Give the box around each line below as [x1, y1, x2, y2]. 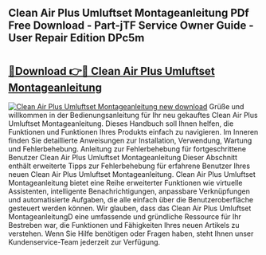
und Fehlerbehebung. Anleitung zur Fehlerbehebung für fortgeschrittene [8, 144, 247, 154]
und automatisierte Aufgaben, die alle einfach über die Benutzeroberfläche [8, 195, 253, 204]
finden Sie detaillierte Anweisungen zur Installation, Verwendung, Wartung [8, 135, 252, 145]
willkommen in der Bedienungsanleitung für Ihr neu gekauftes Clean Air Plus [8, 111, 258, 120]
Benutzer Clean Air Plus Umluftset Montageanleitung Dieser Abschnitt [8, 153, 237, 162]
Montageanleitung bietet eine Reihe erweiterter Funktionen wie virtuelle [8, 178, 243, 187]
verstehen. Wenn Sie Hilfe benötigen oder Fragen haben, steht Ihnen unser [8, 229, 254, 238]
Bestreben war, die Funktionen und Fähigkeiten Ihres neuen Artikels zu [8, 221, 241, 229]
